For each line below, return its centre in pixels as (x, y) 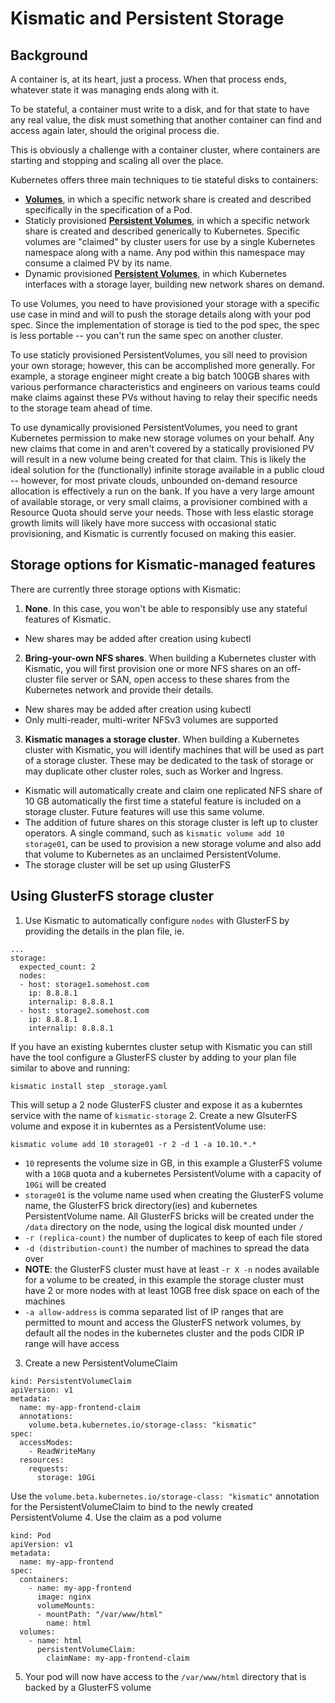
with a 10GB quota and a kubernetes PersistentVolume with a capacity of (173, 1173)
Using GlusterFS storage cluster (112, 896)
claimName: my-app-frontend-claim (118, 1658)
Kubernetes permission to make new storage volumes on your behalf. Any (162, 438)
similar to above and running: (70, 1068)
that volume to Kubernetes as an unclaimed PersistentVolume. (153, 854)
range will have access (72, 1343)
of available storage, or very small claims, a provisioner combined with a (159, 501)
